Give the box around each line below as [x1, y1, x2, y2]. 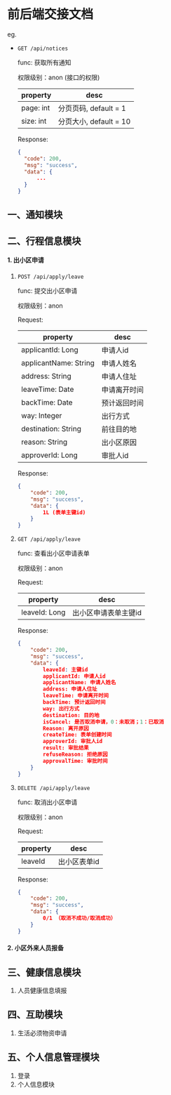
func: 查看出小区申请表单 [17, 549, 90, 558]
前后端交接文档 [7, 6, 94, 22]
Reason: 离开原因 [43, 725, 89, 732]
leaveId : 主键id [43, 666, 88, 673]
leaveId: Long [20, 608, 66, 617]
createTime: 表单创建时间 [43, 731, 112, 738]
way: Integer [20, 411, 62, 421]
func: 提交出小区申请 [17, 287, 78, 295]
